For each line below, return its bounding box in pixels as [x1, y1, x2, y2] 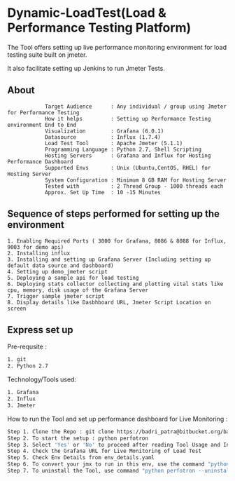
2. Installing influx [7, 250, 71, 257]
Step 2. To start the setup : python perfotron [7, 435, 149, 442]
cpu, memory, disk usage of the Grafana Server [7, 286, 149, 294]
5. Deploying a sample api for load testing [7, 274, 139, 281]
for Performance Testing [7, 109, 80, 116]
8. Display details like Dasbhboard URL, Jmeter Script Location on [7, 299, 211, 306]
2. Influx [7, 395, 36, 402]
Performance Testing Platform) [7, 20, 192, 36]
